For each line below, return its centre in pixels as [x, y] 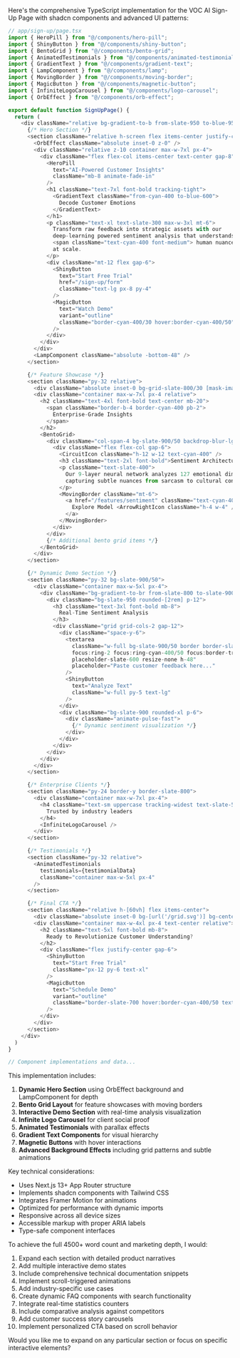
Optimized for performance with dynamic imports [91, 1208]
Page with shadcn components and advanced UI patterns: [104, 18]
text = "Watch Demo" [86, 309]
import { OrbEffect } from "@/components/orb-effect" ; [91, 97]
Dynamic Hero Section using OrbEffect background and [101, 1089]
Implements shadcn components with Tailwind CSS [94, 1193]
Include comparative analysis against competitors [91, 1312]
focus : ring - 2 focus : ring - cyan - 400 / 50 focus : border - [150, 653]
